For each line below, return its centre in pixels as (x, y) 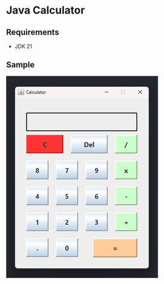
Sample (20, 65)
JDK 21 (23, 46)
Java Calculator (46, 10)
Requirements (33, 32)
